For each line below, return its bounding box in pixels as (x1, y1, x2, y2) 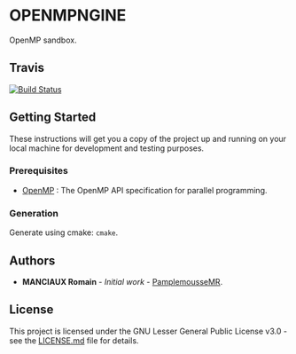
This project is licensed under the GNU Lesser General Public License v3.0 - (9, 326, 288, 336)
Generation (9, 207, 59, 219)
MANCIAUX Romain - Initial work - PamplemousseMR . (21, 276, 223, 287)
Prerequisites (9, 165, 68, 177)
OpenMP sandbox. (9, 35, 77, 45)
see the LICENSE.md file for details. (9, 334, 139, 346)
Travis (9, 60, 44, 75)
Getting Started (9, 110, 97, 125)
